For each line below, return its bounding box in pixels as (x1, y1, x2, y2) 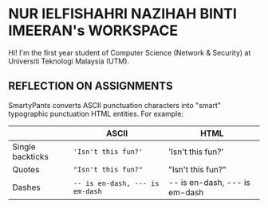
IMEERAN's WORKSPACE (8, 21, 178, 40)
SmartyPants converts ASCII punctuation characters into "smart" (8, 100, 221, 110)
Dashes (12, 182, 41, 193)
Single (12, 141, 36, 152)
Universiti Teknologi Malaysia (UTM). (8, 56, 130, 66)
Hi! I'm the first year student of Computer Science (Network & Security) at (8, 48, 251, 57)
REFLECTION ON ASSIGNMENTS (8, 79, 173, 93)
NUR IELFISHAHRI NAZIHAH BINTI (8, 5, 238, 23)
